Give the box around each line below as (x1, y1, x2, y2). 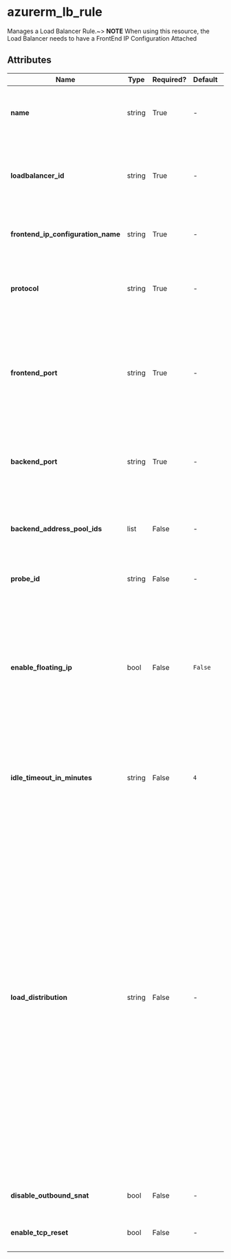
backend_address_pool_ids (10, 524, 102, 533)
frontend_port (10, 368, 58, 378)
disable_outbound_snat (10, 1190, 89, 1200)
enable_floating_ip (10, 662, 72, 672)
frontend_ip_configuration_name (10, 229, 120, 238)
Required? (152, 74, 187, 84)
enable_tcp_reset (10, 1227, 69, 1237)
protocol (10, 283, 39, 293)
